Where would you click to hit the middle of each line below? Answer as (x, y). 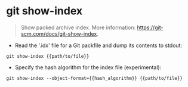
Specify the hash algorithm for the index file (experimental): (88, 67)
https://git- (150, 27)
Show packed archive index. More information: (78, 27)
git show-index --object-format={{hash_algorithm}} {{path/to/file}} (95, 78)
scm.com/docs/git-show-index (59, 33)
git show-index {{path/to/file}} (48, 56)
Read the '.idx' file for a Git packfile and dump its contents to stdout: (98, 45)
